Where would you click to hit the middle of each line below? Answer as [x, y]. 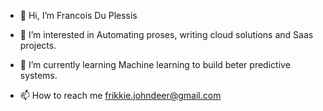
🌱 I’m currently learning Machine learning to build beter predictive [155, 64]
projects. [38, 45]
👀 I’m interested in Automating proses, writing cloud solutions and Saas [166, 34]
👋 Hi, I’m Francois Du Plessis [78, 15]
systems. [38, 75]
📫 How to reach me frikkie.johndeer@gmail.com [120, 95]
